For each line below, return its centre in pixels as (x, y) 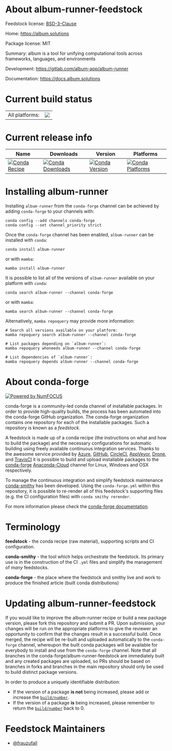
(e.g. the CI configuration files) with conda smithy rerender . (68, 496)
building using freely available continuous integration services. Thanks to (82, 448)
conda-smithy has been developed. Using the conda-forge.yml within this (83, 485)
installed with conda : (26, 240)
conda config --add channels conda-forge (50, 220)
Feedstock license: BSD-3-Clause (41, 24)
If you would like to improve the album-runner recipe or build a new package (86, 617)
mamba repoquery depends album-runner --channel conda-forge (72, 362)
